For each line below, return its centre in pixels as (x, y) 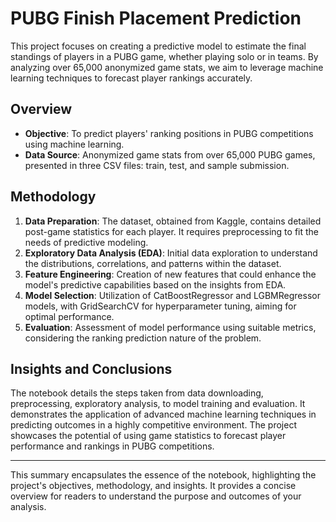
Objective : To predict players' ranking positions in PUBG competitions (169, 133)
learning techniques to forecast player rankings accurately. (131, 78)
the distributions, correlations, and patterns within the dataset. (153, 263)
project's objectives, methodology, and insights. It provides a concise (153, 486)
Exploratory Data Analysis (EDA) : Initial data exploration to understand (171, 253)
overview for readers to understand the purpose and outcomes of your (156, 496)
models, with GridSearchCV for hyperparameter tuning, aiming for (160, 306)
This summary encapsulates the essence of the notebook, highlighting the (163, 475)
